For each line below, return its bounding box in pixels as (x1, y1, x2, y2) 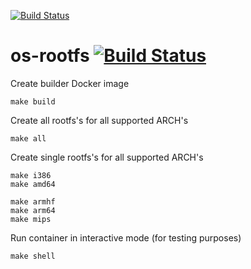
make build (10, 96, 56, 107)
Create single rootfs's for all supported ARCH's (10, 151, 204, 163)
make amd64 (10, 179, 56, 189)
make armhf (10, 196, 56, 207)
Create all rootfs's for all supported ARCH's (10, 114, 189, 126)
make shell (10, 251, 56, 261)
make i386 (10, 170, 52, 180)
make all (10, 133, 47, 144)
